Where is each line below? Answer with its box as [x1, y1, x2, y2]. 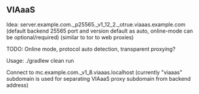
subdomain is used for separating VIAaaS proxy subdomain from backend [6, 75, 191, 82]
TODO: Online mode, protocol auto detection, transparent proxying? [6, 45, 176, 52]
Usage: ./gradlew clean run [6, 57, 75, 64]
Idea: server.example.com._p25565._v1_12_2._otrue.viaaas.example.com [6, 20, 186, 28]
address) [6, 81, 29, 89]
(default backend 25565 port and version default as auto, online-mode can [6, 27, 193, 34]
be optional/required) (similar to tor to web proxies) [6, 33, 134, 41]
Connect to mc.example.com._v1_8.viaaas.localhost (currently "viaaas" [6, 69, 183, 76]
